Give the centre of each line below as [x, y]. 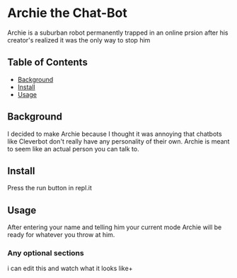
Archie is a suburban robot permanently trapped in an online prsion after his [118, 33]
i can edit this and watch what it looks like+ [70, 268]
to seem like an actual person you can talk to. [73, 149]
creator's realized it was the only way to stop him [79, 40]
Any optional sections [46, 253]
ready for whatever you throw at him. [61, 235]
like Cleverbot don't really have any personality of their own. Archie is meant [118, 141]
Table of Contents [48, 63]
